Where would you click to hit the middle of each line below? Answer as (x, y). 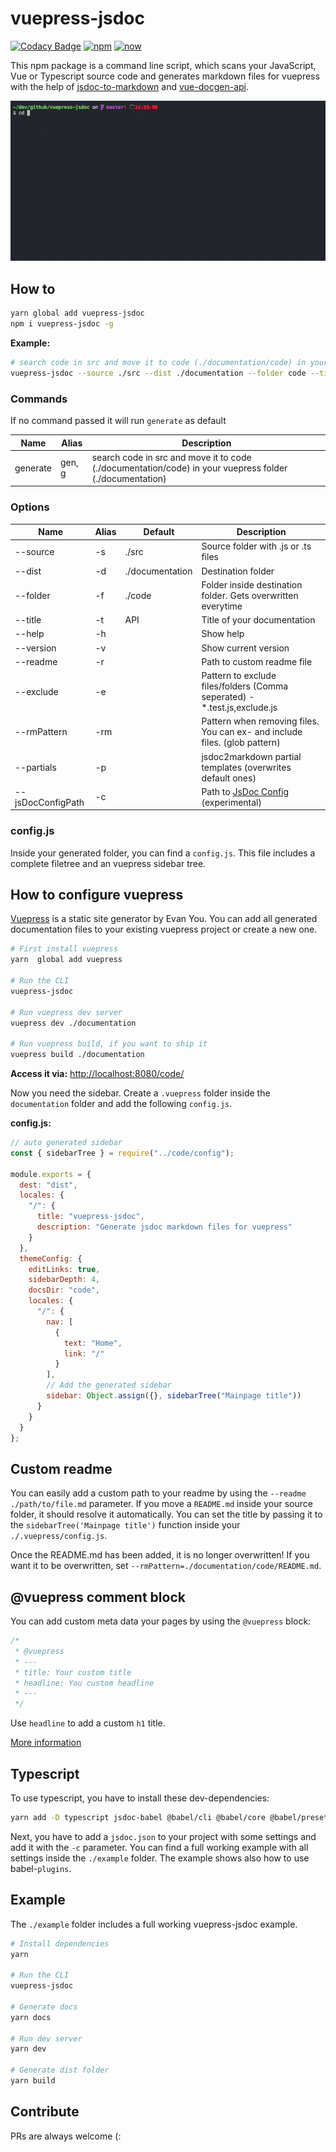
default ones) (229, 778)
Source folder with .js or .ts (256, 546)
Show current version (245, 648)
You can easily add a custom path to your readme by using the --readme (158, 1493)
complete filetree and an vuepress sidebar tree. (108, 863)
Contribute (45, 2112)
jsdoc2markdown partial (251, 756)
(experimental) (231, 802)
